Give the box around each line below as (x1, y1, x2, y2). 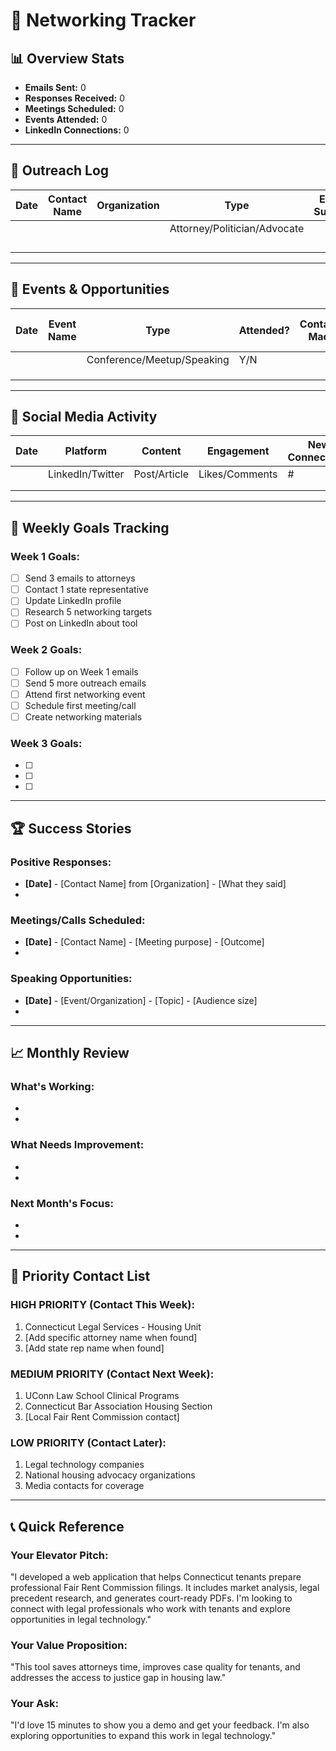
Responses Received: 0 (24, 92, 125, 104)
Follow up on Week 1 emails (24, 665, 139, 678)
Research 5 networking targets (24, 606, 153, 618)
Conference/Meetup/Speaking (86, 352, 230, 366)
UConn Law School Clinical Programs (24, 1389, 180, 1401)
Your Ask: (10, 1697, 60, 1711)
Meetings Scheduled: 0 (24, 103, 125, 114)
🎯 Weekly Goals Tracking (10, 519, 170, 536)
